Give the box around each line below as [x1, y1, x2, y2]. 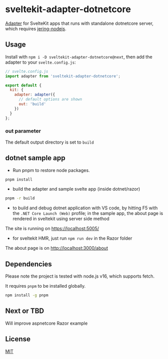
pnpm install [5, 177, 33, 182]
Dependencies [5, 259, 52, 268]
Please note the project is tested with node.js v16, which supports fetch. [5, 273, 155, 279]
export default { [5, 82, 42, 88]
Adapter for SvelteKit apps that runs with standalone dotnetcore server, [5, 20, 154, 26]
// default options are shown [18, 97, 82, 102]
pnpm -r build [5, 196, 35, 201]
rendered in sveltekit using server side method [12, 216, 109, 222]
